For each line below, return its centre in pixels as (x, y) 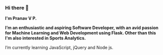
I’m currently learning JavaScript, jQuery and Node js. (59, 48)
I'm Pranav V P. (21, 18)
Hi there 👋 (17, 8)
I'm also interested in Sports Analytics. (46, 38)
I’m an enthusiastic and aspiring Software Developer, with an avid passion (82, 28)
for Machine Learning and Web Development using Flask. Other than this (81, 33)
